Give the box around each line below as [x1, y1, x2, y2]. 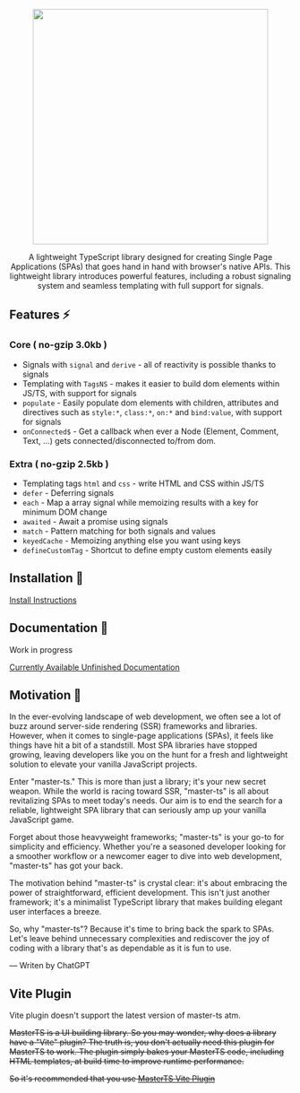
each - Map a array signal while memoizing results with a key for [21, 497, 259, 507]
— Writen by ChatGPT [9, 960, 91, 971]
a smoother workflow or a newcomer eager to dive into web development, [9, 851, 282, 862]
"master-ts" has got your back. [9, 861, 124, 872]
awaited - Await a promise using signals [21, 516, 168, 526]
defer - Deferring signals [21, 487, 115, 498]
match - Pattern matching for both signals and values [21, 525, 217, 536]
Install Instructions [9, 594, 78, 605]
